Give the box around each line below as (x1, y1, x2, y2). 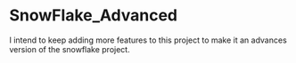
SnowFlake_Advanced (9, 5, 178, 26)
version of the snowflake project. (9, 43, 131, 54)
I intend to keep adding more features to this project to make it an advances (9, 35, 287, 45)
